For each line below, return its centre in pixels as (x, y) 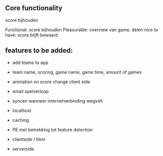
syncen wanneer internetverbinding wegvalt (57, 101)
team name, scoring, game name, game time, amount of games (77, 72)
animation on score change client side (51, 82)
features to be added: (39, 51)
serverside (23, 149)
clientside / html (29, 139)
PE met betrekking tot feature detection (53, 130)
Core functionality (34, 8)
